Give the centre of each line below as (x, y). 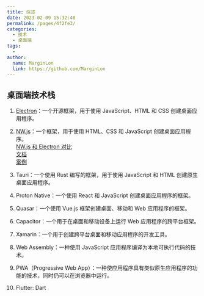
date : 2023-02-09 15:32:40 (41, 18)
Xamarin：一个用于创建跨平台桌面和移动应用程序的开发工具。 (93, 234)
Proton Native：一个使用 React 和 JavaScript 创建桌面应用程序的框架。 (105, 195)
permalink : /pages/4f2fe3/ (41, 23)
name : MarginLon (33, 63)
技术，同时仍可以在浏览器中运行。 (69, 276)
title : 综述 (21, 12)
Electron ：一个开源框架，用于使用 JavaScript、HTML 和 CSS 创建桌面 (104, 111)
